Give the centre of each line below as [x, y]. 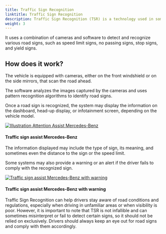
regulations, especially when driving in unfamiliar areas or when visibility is [81, 205]
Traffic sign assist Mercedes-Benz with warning [56, 189]
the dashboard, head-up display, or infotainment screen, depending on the [81, 111]
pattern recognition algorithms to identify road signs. [59, 96]
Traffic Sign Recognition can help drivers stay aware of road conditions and [82, 200]
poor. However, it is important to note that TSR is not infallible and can [76, 211]
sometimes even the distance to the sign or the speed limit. [65, 153]
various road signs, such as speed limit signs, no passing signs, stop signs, [82, 43]
